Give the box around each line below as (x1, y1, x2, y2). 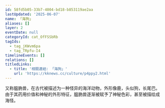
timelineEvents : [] (5, 53, 45, 58)
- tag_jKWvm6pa (9, 44, 41, 49)
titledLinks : (5, 62, 32, 67)
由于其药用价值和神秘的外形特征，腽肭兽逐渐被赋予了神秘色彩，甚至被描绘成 (5, 91, 160, 97)
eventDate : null (5, 30, 38, 35)
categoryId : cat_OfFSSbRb (5, 35, 58, 40)
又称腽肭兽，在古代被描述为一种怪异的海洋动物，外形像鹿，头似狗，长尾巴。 (5, 85, 160, 91)
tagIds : (5, 39, 21, 44)
